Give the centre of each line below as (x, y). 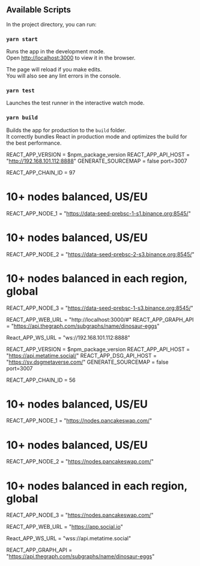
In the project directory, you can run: (51, 24)
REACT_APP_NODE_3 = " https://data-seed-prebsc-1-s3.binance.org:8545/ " (100, 308)
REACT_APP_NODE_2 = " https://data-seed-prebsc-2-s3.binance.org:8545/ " (100, 254)
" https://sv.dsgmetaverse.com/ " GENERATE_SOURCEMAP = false (87, 362)
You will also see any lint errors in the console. (64, 76)
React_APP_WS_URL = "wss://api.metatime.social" (68, 538)
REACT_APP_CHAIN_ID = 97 (41, 172)
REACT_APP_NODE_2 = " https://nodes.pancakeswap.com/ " (80, 462)
